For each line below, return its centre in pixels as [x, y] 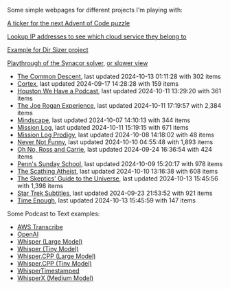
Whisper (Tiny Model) [48, 249]
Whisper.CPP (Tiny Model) [54, 263]
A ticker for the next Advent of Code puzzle [69, 23]
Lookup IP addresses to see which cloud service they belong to [97, 36]
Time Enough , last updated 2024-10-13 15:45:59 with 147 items [106, 200]
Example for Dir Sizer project [48, 50]
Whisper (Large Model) [50, 242]
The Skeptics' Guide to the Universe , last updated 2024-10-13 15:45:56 [117, 178]
